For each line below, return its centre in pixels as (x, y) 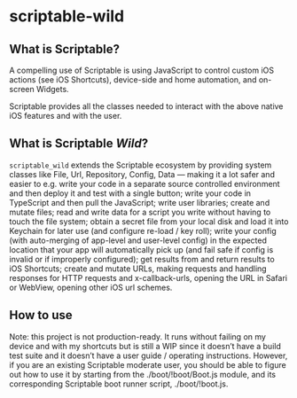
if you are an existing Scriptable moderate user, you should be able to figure (148, 364)
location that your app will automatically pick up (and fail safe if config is (141, 249)
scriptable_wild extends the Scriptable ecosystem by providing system (141, 165)
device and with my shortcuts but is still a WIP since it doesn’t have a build (145, 346)
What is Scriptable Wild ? (79, 144)
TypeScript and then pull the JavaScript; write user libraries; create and (140, 202)
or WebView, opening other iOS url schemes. (91, 287)
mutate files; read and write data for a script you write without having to (140, 212)
